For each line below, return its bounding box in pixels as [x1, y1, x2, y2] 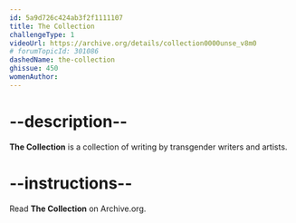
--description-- [9, 111, 129, 131]
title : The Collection [9, 22, 95, 31]
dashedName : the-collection [9, 55, 116, 64]
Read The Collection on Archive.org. [9, 203, 147, 214]
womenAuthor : [9, 73, 59, 82]
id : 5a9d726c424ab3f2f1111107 [9, 13, 124, 23]
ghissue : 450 [9, 64, 59, 73]
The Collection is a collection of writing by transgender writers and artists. [9, 141, 288, 152]
